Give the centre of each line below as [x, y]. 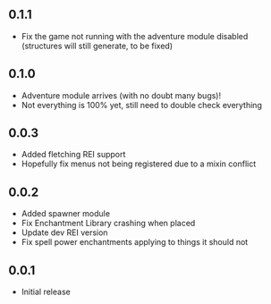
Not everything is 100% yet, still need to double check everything [142, 105]
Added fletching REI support [73, 155]
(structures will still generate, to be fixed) [97, 46]
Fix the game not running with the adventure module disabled [135, 36]
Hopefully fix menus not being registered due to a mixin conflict [139, 164]
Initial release [46, 292]
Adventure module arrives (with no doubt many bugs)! [121, 95]
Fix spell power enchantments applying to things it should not [135, 242]
